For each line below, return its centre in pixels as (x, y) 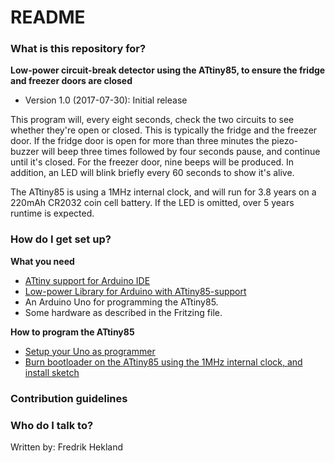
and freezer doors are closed (71, 81)
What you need (42, 261)
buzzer (25, 152)
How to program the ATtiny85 (72, 332)
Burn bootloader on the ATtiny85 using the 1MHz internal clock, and (163, 362)
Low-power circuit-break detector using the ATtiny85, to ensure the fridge (168, 70)
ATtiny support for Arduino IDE (87, 280)
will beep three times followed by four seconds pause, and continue (181, 152)
